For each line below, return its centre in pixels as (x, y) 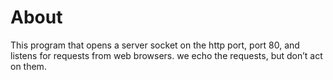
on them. (28, 66)
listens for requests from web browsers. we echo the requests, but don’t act (166, 55)
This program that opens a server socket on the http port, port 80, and (155, 45)
